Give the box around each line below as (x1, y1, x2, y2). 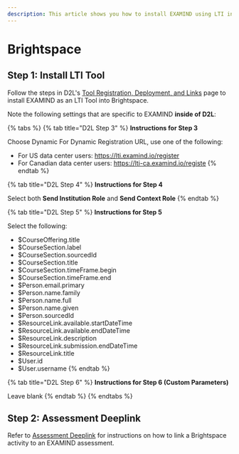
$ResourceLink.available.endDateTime (17, 326, 130, 335)
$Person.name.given (17, 304, 79, 312)
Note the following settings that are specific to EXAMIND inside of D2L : (7, 110, 217, 118)
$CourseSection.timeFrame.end (17, 273, 112, 282)
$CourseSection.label (17, 243, 82, 252)
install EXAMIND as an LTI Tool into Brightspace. (7, 96, 149, 104)
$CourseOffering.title (17, 235, 80, 244)
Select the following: (7, 222, 68, 230)
